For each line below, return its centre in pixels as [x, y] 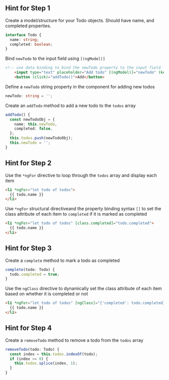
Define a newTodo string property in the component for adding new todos [80, 86]
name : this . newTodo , [36, 124]
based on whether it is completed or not [47, 294]
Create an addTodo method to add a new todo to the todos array [70, 106]
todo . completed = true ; [34, 274]
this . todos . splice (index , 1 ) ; [46, 363]
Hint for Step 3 [28, 248]
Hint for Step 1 [28, 8]
